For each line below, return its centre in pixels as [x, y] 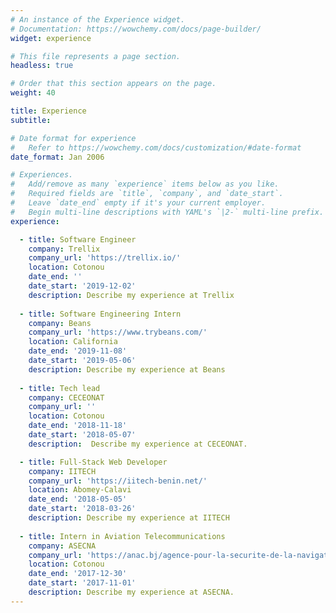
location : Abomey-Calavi [80, 490]
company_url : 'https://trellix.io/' [105, 258]
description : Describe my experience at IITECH [129, 518]
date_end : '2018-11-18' [78, 426]
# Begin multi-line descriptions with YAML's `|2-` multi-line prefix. [167, 212]
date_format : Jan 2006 [57, 157]
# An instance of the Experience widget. [98, 19]
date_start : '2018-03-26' [82, 509]
